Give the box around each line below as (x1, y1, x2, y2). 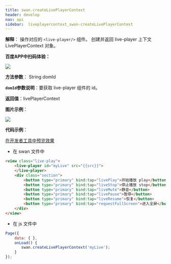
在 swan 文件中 (12, 148, 45, 154)
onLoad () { (14, 240, 38, 245)
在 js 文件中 (12, 220, 37, 227)
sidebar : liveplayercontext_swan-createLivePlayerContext (5, 21, 133, 27)
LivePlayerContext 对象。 (5, 43, 59, 49)
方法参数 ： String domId (5, 74, 56, 80)
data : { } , (14, 235, 38, 241)
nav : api (5, 17, 24, 22)
